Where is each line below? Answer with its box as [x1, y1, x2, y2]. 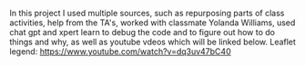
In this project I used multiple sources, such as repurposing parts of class [9, 8, 285, 18]
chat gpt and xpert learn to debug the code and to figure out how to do [9, 27, 276, 37]
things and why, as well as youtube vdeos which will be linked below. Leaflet [9, 36, 296, 47]
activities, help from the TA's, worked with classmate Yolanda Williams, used [9, 17, 296, 28]
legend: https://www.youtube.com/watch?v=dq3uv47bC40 [9, 46, 231, 57]
